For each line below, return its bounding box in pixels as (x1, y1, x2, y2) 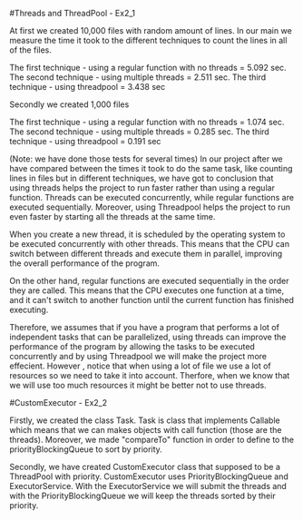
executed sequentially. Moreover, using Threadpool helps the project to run (9, 201, 290, 212)
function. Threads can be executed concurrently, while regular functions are (9, 192, 295, 202)
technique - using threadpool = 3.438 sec (9, 82, 166, 92)
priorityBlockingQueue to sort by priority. (9, 444, 163, 455)
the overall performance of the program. (9, 258, 161, 269)
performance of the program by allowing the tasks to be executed (9, 341, 256, 352)
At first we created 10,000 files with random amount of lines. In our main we (9, 25, 292, 35)
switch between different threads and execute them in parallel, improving (9, 249, 283, 259)
